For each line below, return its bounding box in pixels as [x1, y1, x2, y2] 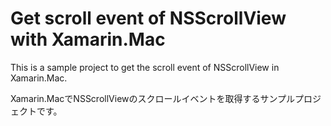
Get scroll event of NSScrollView [10, 7, 287, 30]
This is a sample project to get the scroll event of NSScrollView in [10, 61, 280, 73]
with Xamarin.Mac [10, 28, 166, 51]
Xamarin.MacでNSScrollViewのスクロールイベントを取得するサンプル [10, 92, 296, 104]
